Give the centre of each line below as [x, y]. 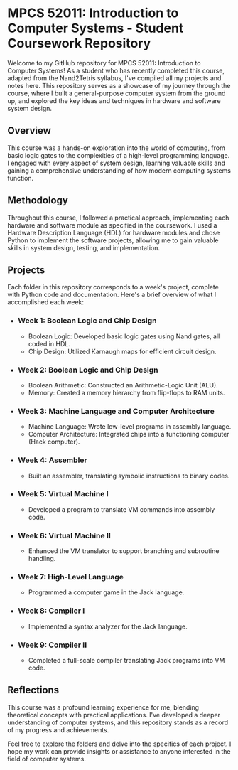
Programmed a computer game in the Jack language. [106, 592]
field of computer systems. [47, 759]
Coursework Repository [79, 43]
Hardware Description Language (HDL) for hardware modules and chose [114, 232]
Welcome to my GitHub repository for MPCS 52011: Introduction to [104, 63]
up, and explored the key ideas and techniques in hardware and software [114, 100]
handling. [42, 559]
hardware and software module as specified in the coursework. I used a [112, 225]
